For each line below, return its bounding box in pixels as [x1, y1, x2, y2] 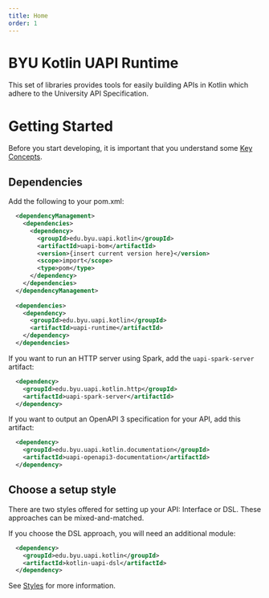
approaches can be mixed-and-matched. [8, 513, 145, 523]
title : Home [8, 11, 48, 20]
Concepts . [8, 152, 43, 161]
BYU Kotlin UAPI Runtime [8, 54, 179, 72]
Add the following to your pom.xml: [8, 197, 124, 206]
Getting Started [8, 117, 114, 135]
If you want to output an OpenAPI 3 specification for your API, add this [8, 414, 241, 424]
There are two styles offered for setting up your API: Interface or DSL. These [8, 504, 262, 514]
